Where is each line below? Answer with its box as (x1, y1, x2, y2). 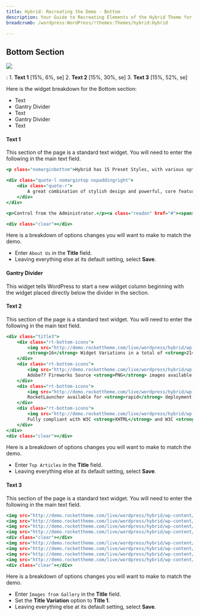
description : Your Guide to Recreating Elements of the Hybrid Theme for (6, 14, 192, 20)
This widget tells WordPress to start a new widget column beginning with (6, 283, 184, 290)
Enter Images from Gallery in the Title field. (14, 590, 121, 598)
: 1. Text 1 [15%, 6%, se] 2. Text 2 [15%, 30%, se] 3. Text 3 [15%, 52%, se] (6, 74, 188, 81)
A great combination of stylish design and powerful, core (27, 188, 176, 195)
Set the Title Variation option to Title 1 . (14, 597, 110, 604)
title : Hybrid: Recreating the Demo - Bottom (6, 8, 120, 15)
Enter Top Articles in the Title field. (14, 462, 102, 469)
